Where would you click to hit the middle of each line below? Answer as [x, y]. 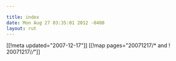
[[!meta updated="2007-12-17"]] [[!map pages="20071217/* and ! [88, 45]
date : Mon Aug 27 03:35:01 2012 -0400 [55, 23]
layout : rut [21, 28]
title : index [23, 17]
